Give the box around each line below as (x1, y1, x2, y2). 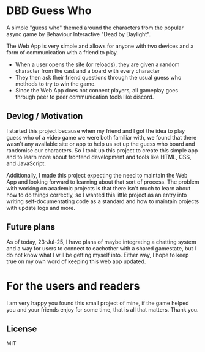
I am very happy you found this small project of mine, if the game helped (6, 299, 189, 307)
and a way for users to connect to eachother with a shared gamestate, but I (6, 244, 196, 252)
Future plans (6, 222, 55, 233)
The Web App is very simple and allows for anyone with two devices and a (6, 42, 194, 50)
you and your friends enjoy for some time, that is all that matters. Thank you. (6, 305, 199, 313)
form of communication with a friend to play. (6, 48, 118, 56)
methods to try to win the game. (15, 80, 96, 88)
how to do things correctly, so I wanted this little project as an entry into (6, 191, 187, 198)
